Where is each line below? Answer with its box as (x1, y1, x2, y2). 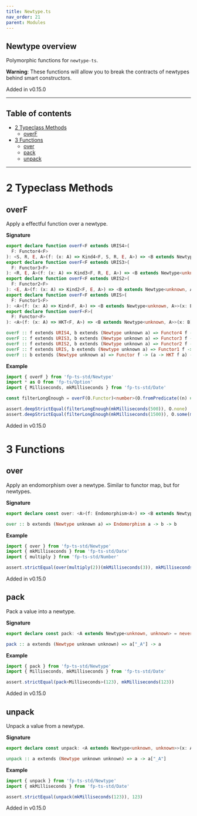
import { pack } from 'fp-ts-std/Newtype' (6, 663, 111, 669)
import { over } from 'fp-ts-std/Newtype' (6, 543, 111, 549)
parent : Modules (6, 19, 46, 25)
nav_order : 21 (6, 14, 41, 20)
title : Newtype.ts (6, 8, 51, 15)
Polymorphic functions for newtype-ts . (6, 57, 98, 64)
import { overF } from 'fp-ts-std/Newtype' (6, 374, 114, 380)
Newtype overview (6, 41, 77, 51)
